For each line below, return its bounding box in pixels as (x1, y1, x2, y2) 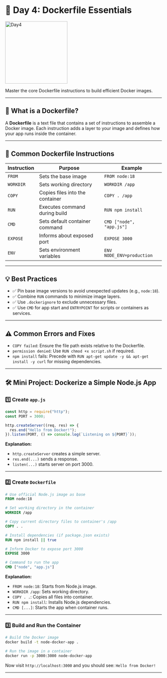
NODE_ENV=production (104, 253, 153, 258)
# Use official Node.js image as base (5, 492, 85, 497)
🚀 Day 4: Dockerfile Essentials (5, 4, 132, 16)
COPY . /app (104, 193, 133, 198)
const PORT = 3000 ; (5, 413, 46, 419)
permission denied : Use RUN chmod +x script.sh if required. (12, 348, 135, 354)
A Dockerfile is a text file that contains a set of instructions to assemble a (5, 120, 156, 126)
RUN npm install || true (5, 538, 57, 542)
